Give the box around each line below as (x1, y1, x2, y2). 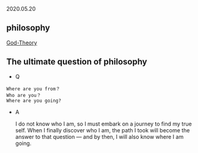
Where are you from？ (6, 85, 61, 92)
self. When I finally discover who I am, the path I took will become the (15, 126, 190, 133)
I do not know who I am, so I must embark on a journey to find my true (15, 120, 193, 127)
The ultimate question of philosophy (6, 57, 148, 67)
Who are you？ (6, 92, 42, 98)
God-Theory (6, 39, 38, 46)
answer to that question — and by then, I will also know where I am (15, 133, 184, 140)
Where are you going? (6, 98, 62, 104)
